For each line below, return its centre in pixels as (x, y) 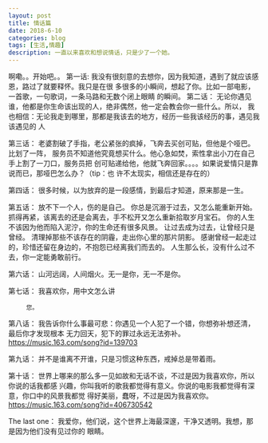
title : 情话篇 (30, 23)
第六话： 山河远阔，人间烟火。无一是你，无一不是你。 (97, 274)
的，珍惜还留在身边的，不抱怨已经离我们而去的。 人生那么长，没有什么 (124, 247)
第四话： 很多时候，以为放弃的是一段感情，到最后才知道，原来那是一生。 (128, 190)
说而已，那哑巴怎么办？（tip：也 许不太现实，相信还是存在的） (111, 173)
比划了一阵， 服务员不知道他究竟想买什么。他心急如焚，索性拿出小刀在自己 (132, 153)
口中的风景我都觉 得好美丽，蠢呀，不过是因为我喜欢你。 (121, 396)
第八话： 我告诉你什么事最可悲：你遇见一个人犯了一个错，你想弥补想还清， (132, 323)
